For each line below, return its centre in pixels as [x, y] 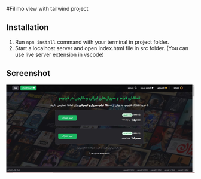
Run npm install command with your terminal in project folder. [92, 42]
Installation [28, 27]
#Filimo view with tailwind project [47, 9]
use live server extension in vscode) [60, 54]
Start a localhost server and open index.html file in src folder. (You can [102, 48]
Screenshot [28, 73]
